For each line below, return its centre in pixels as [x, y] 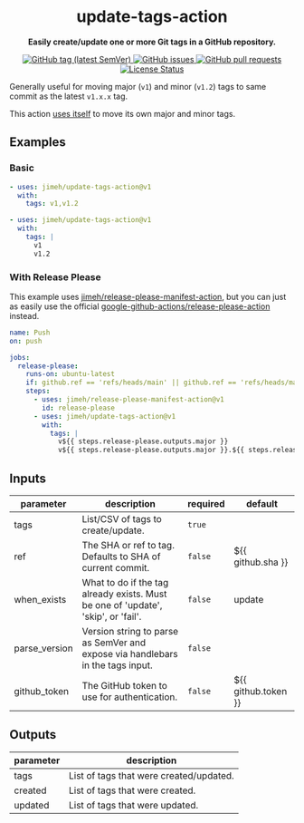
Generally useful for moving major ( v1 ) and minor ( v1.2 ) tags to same [138, 86]
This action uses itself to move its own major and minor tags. [123, 113]
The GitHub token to [124, 685]
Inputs [28, 478]
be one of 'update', [122, 605]
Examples [38, 142]
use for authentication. [130, 697]
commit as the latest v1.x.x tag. [69, 96]
